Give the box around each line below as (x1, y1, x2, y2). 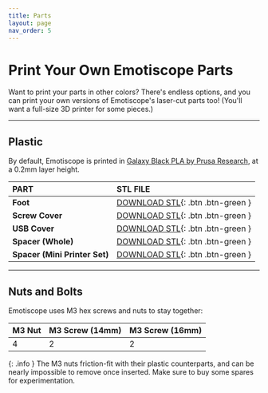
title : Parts (8, 11, 52, 20)
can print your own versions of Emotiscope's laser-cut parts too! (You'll (8, 96, 242, 105)
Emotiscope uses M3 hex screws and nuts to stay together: (8, 305, 203, 316)
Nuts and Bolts (8, 284, 83, 298)
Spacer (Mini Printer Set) (12, 249, 109, 260)
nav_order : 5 (8, 26, 52, 34)
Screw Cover (12, 210, 62, 221)
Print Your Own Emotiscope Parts (8, 61, 234, 79)
